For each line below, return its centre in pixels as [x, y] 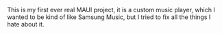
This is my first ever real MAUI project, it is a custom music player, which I [111, 10]
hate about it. [26, 24]
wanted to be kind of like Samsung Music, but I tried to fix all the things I [109, 17]
